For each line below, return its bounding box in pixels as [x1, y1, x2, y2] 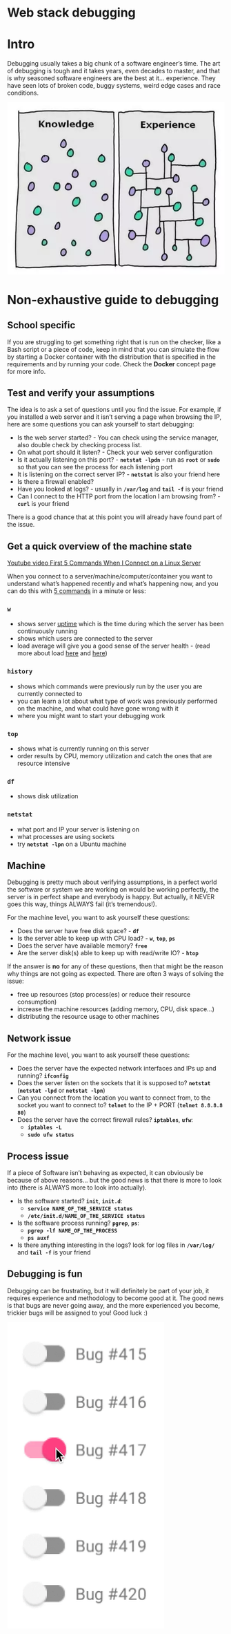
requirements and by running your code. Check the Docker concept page [7, 359, 216, 368]
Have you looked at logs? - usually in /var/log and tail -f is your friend [17, 485, 223, 494]
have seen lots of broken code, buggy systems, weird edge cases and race [7, 82, 221, 90]
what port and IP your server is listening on [17, 825, 140, 834]
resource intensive [17, 759, 70, 768]
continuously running [17, 627, 78, 635]
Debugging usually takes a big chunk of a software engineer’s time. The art [7, 59, 221, 68]
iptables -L [27, 1125, 62, 1131]
